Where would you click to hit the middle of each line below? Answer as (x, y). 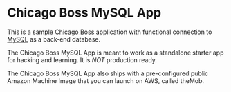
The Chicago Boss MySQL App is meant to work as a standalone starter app (115, 53)
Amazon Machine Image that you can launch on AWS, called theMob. (106, 80)
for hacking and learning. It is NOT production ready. (82, 59)
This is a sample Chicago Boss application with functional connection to (110, 32)
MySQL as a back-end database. (54, 39)
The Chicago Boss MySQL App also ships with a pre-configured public (108, 73)
